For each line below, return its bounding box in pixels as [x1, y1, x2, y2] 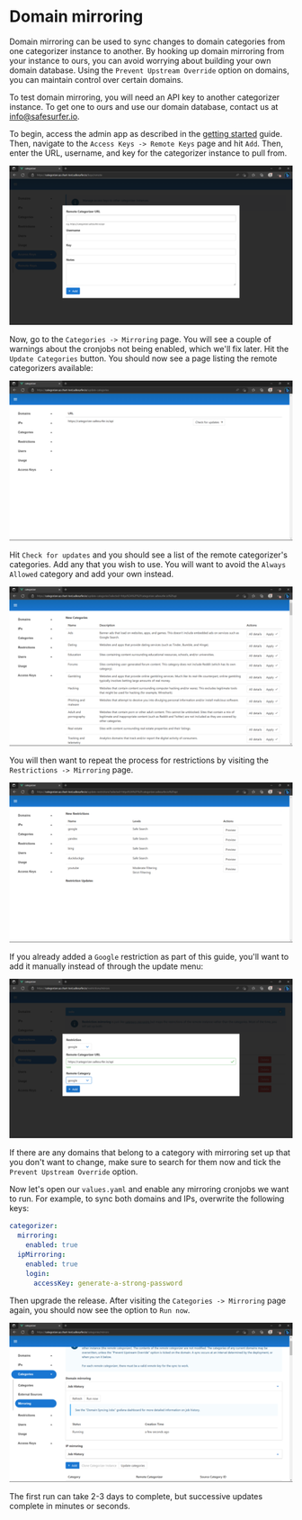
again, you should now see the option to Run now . [9, 1304, 191, 1316]
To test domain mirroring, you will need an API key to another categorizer [9, 92, 280, 103]
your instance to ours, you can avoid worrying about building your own [9, 55, 271, 66]
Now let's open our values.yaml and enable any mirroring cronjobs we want [9, 1184, 289, 1195]
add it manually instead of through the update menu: [9, 961, 204, 972]
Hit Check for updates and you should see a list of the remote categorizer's [9, 549, 288, 560]
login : [25, 1269, 50, 1278]
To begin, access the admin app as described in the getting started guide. [9, 128, 283, 139]
